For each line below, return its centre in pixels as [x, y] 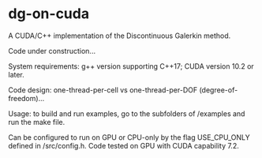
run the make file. [37, 122]
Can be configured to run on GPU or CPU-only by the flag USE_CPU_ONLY [129, 137]
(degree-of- [219, 90]
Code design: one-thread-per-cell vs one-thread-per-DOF [103, 90]
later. [17, 74]
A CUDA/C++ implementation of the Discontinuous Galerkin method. [120, 36]
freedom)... [26, 98]
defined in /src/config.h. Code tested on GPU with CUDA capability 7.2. [124, 145]
